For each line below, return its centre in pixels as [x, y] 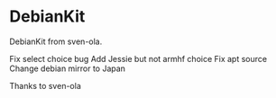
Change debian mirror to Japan [68, 68]
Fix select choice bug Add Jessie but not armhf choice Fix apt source [138, 58]
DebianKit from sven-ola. [56, 41]
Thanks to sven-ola [45, 85]
